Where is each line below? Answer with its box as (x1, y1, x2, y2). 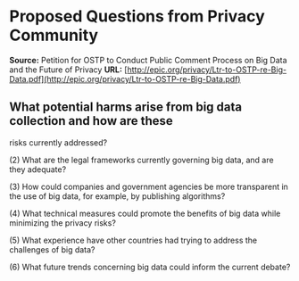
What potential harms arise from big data (9, 100, 243, 115)
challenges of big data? (9, 244, 96, 255)
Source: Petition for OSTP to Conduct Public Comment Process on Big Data (9, 54, 287, 65)
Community (9, 25, 99, 45)
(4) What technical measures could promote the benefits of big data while (9, 208, 281, 219)
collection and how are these (9, 113, 174, 128)
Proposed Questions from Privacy (9, 6, 265, 27)
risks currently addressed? (9, 136, 108, 148)
